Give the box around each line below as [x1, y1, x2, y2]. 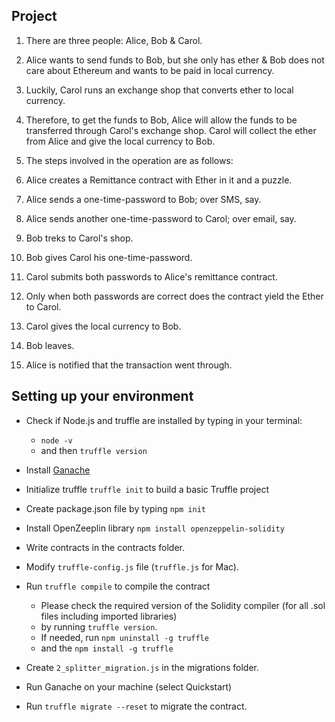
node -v [40, 435, 73, 446]
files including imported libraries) [40, 610, 178, 622]
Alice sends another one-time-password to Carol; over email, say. [25, 212, 297, 224]
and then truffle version [40, 444, 148, 456]
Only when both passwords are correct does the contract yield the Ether [25, 290, 324, 302]
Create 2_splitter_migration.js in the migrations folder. [25, 661, 259, 673]
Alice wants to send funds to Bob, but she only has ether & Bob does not [25, 54, 325, 66]
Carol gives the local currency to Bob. [25, 320, 182, 332]
